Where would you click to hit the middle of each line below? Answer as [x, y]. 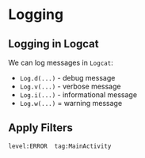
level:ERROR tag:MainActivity [60, 146]
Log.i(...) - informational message [78, 95]
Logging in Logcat [53, 44]
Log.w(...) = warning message [71, 103]
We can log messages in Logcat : [61, 62]
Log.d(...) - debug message [67, 78]
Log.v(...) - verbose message [70, 86]
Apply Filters [40, 128]
